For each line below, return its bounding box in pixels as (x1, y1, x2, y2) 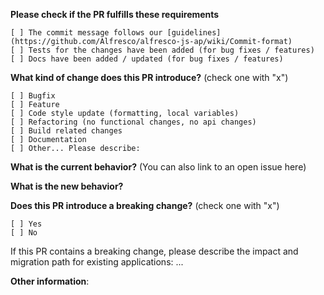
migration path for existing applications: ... (10, 256, 184, 268)
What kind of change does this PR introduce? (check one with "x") (10, 72, 289, 83)
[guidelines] (166, 28, 222, 38)
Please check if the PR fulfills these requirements (10, 9, 220, 20)
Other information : (10, 275, 90, 287)
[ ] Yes (10, 219, 43, 229)
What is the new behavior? (10, 180, 124, 192)
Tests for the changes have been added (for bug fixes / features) (28, 45, 315, 55)
